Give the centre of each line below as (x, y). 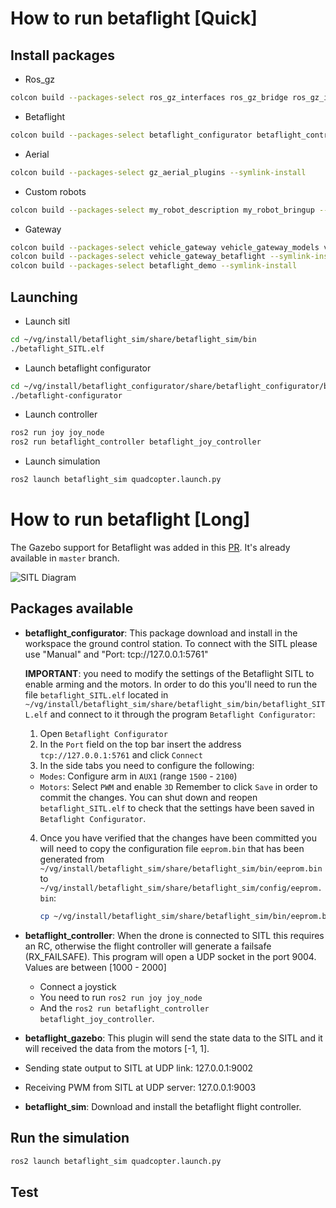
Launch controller (61, 414)
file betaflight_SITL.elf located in (96, 694)
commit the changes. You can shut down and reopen (148, 797)
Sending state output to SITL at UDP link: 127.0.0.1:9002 (139, 1068)
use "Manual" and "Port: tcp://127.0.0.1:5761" (116, 654)
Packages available (72, 608)
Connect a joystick (78, 986)
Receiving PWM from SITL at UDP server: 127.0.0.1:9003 (140, 1087)
